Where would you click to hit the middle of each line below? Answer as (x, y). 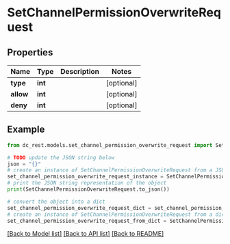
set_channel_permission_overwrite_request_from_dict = (87, 221)
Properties (30, 52)
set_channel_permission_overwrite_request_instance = (86, 177)
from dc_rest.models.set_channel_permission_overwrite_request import (110, 145)
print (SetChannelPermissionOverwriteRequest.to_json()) (88, 189)
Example (26, 130)
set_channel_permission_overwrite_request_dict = (79, 208)
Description (80, 71)
